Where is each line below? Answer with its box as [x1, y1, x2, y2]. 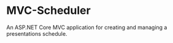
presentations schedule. [6, 30, 67, 37]
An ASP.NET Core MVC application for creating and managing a [6, 24, 167, 31]
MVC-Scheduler [6, 4, 91, 18]
